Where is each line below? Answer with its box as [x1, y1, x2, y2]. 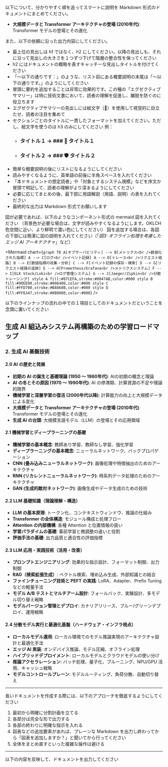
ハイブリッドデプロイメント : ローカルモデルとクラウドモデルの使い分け [12, 652, 160, 658]
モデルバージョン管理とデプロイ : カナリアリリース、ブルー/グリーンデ [12, 603, 156, 609]
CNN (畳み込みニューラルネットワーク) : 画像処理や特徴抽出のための [12, 460, 152, 466]
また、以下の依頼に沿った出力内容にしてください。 [5, 38, 110, 44]
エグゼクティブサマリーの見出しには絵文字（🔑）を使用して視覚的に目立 [12, 105, 160, 111]
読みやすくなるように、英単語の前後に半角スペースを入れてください [12, 172, 152, 178]
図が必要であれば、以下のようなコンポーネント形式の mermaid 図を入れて [5, 214, 157, 220]
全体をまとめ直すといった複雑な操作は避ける [12, 740, 105, 746]
